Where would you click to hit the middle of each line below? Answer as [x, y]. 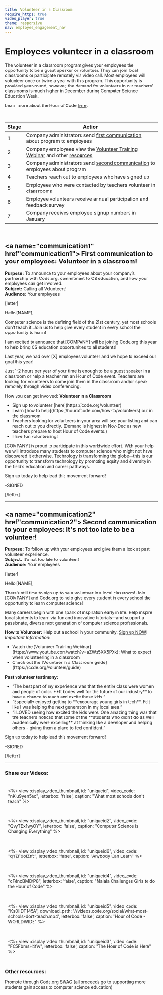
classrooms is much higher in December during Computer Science [72, 91]
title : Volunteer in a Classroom [39, 9]
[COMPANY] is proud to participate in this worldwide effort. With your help [79, 446]
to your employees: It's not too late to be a [70, 530]
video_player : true [25, 18]
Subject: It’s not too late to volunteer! [42, 559]
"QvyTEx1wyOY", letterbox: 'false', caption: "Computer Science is [73, 826]
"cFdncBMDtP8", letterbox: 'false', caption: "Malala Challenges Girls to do [81, 881]
